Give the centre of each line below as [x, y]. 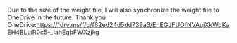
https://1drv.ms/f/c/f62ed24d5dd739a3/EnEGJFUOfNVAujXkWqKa [133, 25]
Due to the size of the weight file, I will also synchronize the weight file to [114, 10]
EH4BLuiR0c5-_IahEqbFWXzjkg [54, 32]
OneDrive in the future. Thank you [57, 17]
